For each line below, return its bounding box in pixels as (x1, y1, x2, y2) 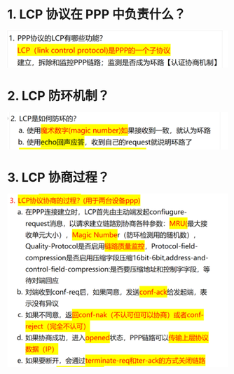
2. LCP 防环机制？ (7, 88, 110, 104)
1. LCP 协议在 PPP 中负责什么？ (7, 6, 186, 22)
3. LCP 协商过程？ (7, 170, 110, 186)
